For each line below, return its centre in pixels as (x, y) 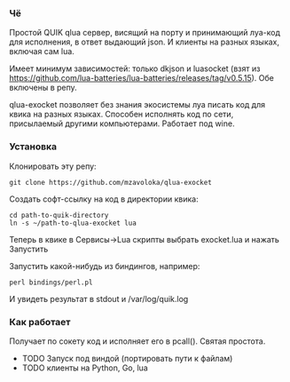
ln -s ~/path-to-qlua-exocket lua (73, 223)
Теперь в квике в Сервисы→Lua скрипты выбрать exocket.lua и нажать (144, 239)
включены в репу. (43, 88)
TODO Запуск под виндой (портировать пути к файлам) (127, 358)
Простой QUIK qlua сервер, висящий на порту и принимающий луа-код (145, 33)
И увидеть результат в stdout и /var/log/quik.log (99, 298)
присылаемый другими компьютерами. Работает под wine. (122, 123)
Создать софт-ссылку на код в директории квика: (104, 199)
